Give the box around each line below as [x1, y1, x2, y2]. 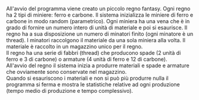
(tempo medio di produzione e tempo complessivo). [6, 87, 133, 94]
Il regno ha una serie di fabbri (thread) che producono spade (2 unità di [6, 49, 181, 56]
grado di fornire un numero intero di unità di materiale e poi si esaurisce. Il [6, 24, 188, 31]
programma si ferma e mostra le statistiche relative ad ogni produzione [6, 81, 181, 88]
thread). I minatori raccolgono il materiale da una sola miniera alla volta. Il [6, 37, 186, 43]
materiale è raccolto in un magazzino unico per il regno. [6, 43, 143, 50]
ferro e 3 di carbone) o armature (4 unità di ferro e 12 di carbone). [6, 56, 168, 62]
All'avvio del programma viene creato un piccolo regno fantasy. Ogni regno [6, 5, 191, 12]
